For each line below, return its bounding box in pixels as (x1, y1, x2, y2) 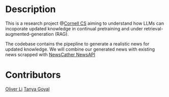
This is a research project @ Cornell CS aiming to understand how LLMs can (5, 20, 164, 26)
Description (5, 4, 56, 15)
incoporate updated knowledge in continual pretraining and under (5, 25, 143, 31)
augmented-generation (5, 31, 54, 37)
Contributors (5, 69, 61, 81)
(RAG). (54, 31, 69, 37)
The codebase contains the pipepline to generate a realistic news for (5, 40, 150, 46)
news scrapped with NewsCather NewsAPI (5, 52, 96, 58)
